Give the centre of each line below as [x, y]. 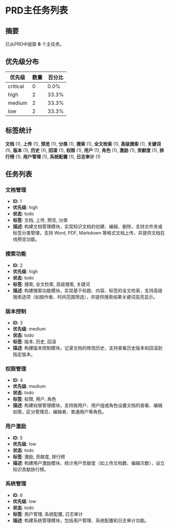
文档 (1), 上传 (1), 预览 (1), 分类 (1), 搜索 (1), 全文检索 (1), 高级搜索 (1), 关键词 [83, 144]
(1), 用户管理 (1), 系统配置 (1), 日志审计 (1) [58, 157]
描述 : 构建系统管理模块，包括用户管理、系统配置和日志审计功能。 [81, 520]
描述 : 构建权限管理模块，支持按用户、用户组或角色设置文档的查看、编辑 [88, 406]
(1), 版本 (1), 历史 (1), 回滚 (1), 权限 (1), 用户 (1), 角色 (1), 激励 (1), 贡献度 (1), [82, 150]
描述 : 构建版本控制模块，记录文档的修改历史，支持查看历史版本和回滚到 [88, 348]
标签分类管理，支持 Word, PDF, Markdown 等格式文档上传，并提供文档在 [89, 233]
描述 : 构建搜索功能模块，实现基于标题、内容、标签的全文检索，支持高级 [88, 290]
